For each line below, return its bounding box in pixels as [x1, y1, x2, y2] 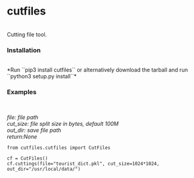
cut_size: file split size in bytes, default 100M [7, 120, 119, 127]
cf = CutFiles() [7, 155, 48, 162]
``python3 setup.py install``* [7, 73, 77, 80]
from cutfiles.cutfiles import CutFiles [7, 145, 111, 151]
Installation [7, 46, 41, 54]
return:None [7, 132, 38, 140]
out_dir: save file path [7, 126, 61, 134]
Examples [7, 88, 37, 97]
